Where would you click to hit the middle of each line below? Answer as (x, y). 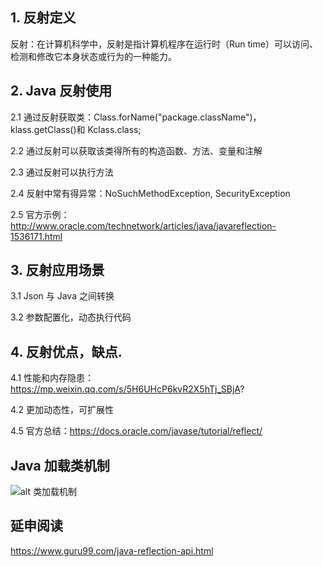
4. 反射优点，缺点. (66, 351)
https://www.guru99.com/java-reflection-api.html (112, 550)
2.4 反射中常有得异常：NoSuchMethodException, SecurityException (150, 193)
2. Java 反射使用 (61, 91)
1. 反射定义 (43, 18)
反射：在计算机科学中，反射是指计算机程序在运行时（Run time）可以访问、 (164, 44)
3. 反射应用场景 (57, 270)
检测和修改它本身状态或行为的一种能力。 (93, 56)
